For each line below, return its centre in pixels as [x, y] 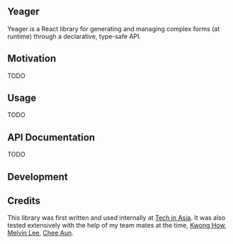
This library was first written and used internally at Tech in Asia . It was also [116, 218]
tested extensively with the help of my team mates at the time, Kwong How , [117, 226]
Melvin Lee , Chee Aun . [40, 233]
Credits [24, 201]
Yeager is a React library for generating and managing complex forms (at [114, 28]
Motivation [32, 59]
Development [38, 177]
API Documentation [51, 137]
